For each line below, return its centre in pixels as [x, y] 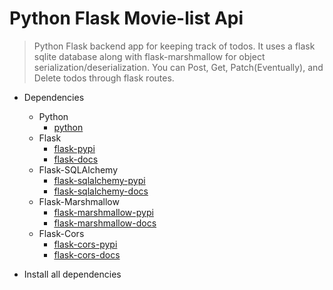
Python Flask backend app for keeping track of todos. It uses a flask [174, 46]
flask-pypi [74, 148]
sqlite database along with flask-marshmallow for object [149, 56]
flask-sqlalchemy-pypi [99, 180]
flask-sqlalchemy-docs [101, 191]
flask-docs [76, 159]
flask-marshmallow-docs [105, 223]
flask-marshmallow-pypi [103, 212]
